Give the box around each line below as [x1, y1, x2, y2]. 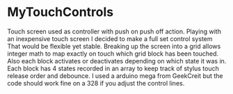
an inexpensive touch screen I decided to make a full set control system [7, 34, 213, 42]
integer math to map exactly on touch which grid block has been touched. [7, 49, 219, 58]
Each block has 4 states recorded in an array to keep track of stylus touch [7, 64, 219, 72]
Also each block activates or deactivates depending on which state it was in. [7, 56, 227, 65]
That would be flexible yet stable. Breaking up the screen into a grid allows [7, 42, 221, 50]
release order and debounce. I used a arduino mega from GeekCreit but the [7, 71, 224, 80]
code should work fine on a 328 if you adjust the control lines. [7, 79, 185, 87]
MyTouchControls [7, 4, 114, 20]
